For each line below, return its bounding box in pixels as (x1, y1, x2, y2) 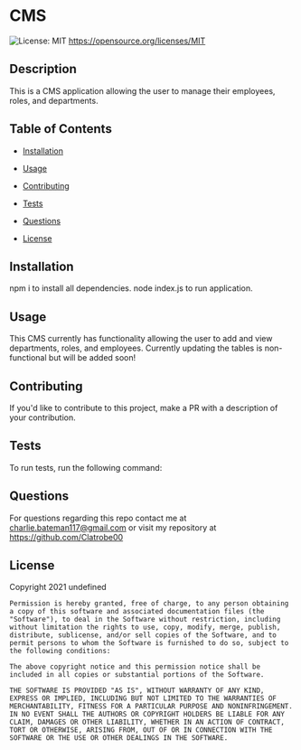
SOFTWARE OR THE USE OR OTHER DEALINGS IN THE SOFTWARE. (9, 734, 229, 743)
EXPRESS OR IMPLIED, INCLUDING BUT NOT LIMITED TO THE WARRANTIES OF (9, 694, 277, 703)
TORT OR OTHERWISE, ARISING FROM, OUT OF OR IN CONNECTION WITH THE (9, 726, 273, 735)
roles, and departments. (9, 95, 99, 106)
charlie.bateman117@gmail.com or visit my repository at (9, 521, 217, 533)
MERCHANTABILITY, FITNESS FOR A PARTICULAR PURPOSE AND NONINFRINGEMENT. (9, 702, 294, 711)
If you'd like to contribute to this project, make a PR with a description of (9, 403, 278, 413)
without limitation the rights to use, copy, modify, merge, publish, (9, 623, 281, 633)
